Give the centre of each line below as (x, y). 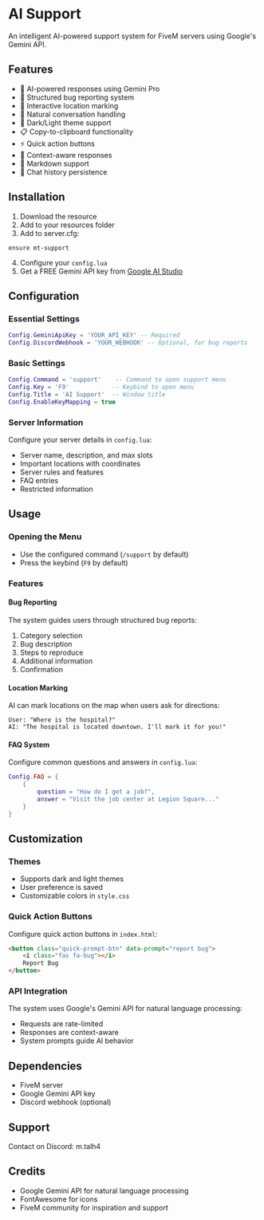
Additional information (56, 661)
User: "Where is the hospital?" (62, 720)
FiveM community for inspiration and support (94, 1207)
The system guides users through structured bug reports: (102, 620)
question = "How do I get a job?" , (96, 792)
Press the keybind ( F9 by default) (74, 562)
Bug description (46, 643)
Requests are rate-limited (61, 1024)
